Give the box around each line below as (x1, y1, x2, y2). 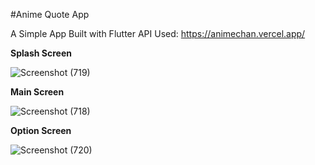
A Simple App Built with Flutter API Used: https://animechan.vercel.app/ (10, 28, 306, 39)
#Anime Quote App (10, 9, 90, 20)
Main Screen (10, 86, 65, 98)
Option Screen (10, 125, 72, 136)
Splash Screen (10, 47, 72, 59)
